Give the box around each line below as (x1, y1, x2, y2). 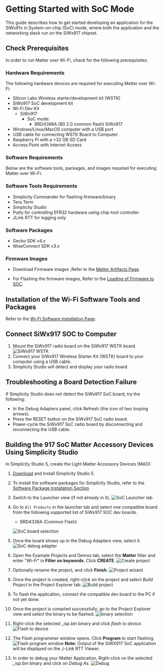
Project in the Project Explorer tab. (12, 582, 82, 588)
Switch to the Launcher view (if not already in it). (12, 495, 110, 501)
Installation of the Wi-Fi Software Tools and (5, 295, 141, 304)
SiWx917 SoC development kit (12, 100, 73, 106)
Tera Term (12, 199, 34, 205)
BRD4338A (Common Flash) (20, 519, 77, 525)
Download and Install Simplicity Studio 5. (12, 470, 95, 476)
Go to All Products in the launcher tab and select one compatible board (12, 504, 158, 510)
